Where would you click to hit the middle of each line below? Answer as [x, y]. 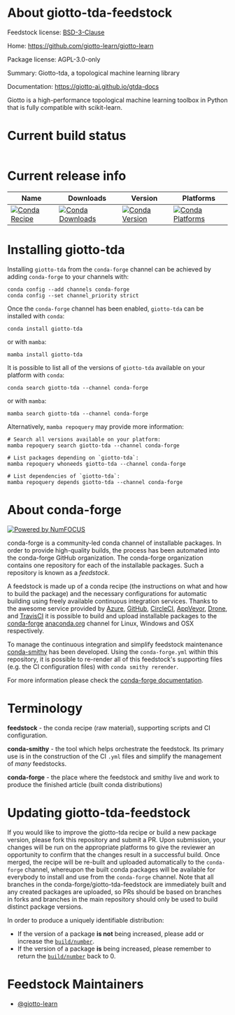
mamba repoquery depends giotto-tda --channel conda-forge [95, 482]
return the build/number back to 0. [66, 956]
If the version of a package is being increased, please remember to [114, 949]
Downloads [87, 198]
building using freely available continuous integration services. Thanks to [113, 601]
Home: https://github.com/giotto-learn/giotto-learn [80, 45]
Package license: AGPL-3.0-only [54, 59]
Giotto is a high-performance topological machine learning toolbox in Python [117, 100]
